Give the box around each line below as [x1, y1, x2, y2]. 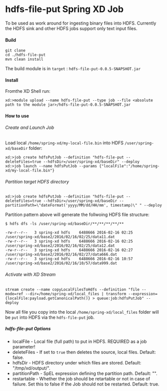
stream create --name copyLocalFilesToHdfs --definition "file [5, 287, 140, 292]
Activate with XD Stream [5, 271, 56, 277]
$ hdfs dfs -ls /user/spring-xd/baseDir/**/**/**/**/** [5, 222, 124, 227]
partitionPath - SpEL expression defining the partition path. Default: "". [12, 370, 157, 376]
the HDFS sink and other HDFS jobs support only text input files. [5, 25, 137, 31]
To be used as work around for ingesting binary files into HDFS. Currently [5, 20, 156, 26]
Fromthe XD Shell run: [5, 88, 51, 94]
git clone [5, 48, 26, 53]
